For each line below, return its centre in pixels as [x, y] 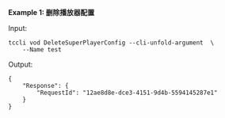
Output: [21, 64]
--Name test [42, 50]
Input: [18, 28]
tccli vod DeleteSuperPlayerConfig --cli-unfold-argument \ [111, 43]
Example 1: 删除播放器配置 [51, 12]
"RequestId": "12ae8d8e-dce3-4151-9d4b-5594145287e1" [127, 93]
